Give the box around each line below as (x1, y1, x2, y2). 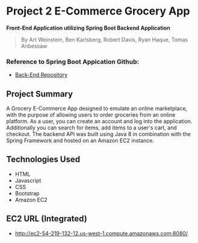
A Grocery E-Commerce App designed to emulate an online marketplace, (6, 105, 188, 112)
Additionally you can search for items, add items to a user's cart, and (6, 124, 178, 131)
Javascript (14, 177, 42, 184)
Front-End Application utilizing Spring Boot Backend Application (6, 24, 170, 31)
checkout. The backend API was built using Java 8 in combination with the (6, 131, 191, 138)
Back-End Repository (14, 71, 68, 79)
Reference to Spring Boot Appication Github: (6, 57, 140, 66)
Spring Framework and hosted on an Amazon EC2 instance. (6, 137, 155, 144)
